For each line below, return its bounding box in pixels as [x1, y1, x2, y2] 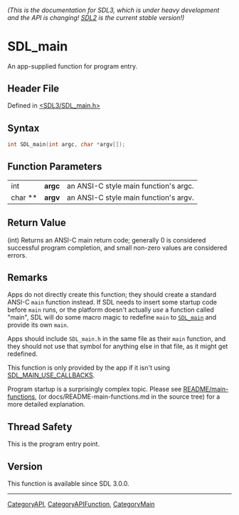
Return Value [7, 217, 66, 229]
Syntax [7, 122, 40, 134]
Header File [7, 82, 60, 94]
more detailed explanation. [7, 400, 85, 409]
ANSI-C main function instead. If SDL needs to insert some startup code [7, 298, 217, 307]
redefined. [7, 350, 38, 358]
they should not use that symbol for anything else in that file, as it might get [7, 342, 228, 351]
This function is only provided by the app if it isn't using [7, 364, 171, 372]
